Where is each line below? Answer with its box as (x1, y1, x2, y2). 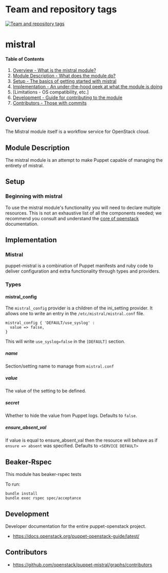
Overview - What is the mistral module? (12, 67, 96, 73)
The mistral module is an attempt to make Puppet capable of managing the (5, 157, 163, 163)
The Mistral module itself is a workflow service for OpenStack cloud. (5, 128, 150, 135)
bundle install (5, 491, 38, 496)
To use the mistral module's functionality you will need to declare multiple (5, 204, 161, 211)
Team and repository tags (5, 4, 117, 15)
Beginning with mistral (5, 193, 62, 200)
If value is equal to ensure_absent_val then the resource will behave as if (5, 437, 158, 444)
